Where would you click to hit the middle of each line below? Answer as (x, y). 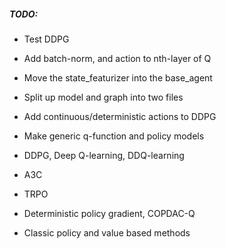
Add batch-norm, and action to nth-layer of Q (117, 58)
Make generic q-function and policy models (114, 136)
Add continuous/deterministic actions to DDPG (120, 116)
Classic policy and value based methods (107, 232)
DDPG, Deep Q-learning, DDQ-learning (104, 155)
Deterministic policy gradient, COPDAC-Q (109, 213)
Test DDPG (46, 39)
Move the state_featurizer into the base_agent (118, 77)
